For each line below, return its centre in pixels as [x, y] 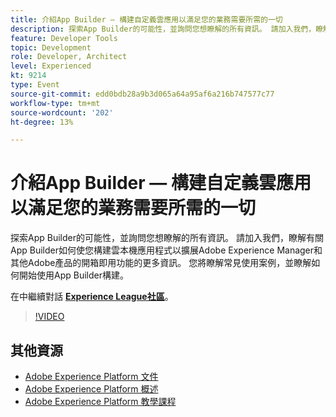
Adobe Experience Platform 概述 [91, 389]
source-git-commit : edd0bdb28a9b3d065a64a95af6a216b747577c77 [142, 94]
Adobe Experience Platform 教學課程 [100, 401]
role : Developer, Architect [69, 57]
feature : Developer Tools [64, 38]
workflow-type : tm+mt [55, 103]
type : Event [35, 85]
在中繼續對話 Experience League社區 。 [92, 297]
